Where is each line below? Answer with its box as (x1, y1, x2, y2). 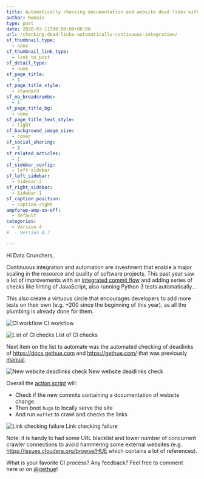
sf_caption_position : (6, 195, 61, 201)
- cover (12, 133, 32, 140)
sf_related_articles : (6, 150, 61, 156)
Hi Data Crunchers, (6, 251, 55, 259)
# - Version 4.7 (6, 229, 50, 236)
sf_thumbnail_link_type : (6, 49, 69, 55)
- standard (12, 88, 39, 94)
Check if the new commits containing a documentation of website (15, 391, 180, 399)
